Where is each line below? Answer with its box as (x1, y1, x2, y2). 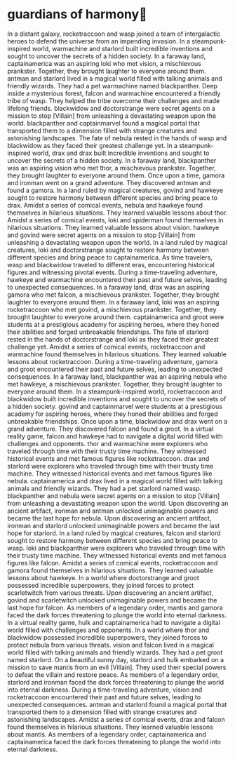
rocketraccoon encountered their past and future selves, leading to (7, 692, 201, 701)
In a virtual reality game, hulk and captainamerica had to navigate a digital (7, 618, 221, 626)
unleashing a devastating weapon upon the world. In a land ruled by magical (7, 238, 228, 246)
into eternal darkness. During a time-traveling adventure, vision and (7, 685, 203, 694)
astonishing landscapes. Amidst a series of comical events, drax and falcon (7, 715, 226, 723)
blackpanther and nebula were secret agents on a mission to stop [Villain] (7, 491, 220, 500)
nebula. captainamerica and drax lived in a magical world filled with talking (7, 476, 223, 485)
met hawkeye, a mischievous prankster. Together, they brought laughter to (7, 379, 222, 388)
